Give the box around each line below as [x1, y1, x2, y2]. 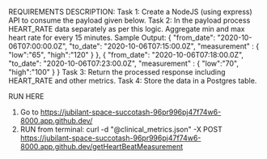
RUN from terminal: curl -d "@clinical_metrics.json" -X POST [19, 125, 222, 134]
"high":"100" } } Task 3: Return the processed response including [8, 67, 226, 76]
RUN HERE [8, 92, 44, 101]
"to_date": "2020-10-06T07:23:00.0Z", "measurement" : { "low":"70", [8, 58, 239, 68]
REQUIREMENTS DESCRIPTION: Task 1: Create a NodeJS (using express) [8, 7, 252, 16]
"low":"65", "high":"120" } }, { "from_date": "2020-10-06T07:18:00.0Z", [8, 50, 244, 59]
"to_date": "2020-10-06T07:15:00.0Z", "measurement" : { [68, 41, 260, 51]
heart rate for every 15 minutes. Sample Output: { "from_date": [8, 32, 216, 42]
